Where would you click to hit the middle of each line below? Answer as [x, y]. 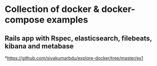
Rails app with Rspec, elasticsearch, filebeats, [78, 38]
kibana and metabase [39, 46]
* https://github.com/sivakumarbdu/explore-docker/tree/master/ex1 [74, 58]
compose [25, 20]
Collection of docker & [52, 9]
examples [67, 20]
